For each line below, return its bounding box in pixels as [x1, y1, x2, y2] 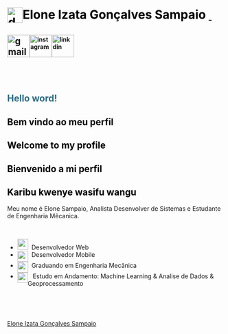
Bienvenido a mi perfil [7, 163, 103, 175]
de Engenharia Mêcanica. [7, 212, 80, 220]
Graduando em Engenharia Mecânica [31, 262, 137, 270]
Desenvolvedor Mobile [31, 251, 95, 259]
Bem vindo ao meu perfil [7, 116, 114, 127]
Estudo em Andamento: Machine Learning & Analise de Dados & [32, 272, 214, 280]
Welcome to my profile [7, 140, 106, 152]
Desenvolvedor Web [31, 243, 89, 251]
